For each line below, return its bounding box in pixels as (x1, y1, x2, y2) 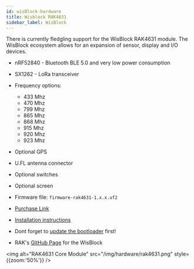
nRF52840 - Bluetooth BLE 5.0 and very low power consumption (14, 59, 171, 66)
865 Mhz (23, 112, 45, 119)
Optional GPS (14, 148, 47, 155)
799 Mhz (23, 106, 45, 113)
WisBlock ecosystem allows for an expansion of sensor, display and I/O (6, 42, 179, 49)
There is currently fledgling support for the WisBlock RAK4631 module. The (6, 36, 189, 43)
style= (173, 250, 189, 258)
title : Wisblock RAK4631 (6, 14, 67, 20)
